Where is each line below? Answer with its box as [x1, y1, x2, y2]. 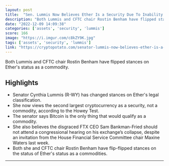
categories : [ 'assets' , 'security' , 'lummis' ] [5, 26, 105, 31]
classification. [12, 97, 42, 103]
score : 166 [5, 31, 28, 36]
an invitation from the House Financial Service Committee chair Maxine [12, 134, 160, 141]
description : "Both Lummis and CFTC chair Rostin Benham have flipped [5, 17, 156, 22]
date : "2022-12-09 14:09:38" [5, 21, 66, 27]
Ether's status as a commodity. [5, 64, 69, 70]
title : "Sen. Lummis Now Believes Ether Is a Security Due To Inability [5, 12, 163, 17]
